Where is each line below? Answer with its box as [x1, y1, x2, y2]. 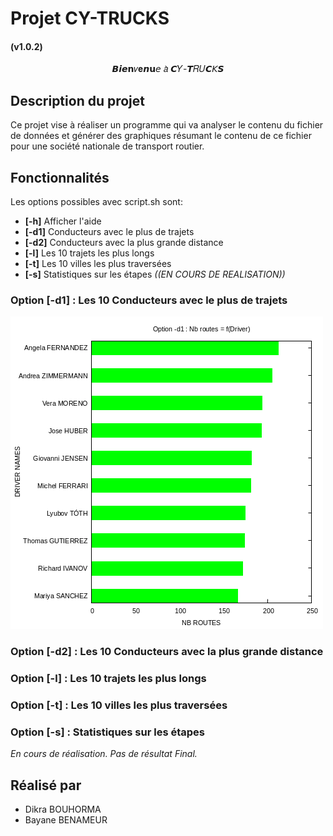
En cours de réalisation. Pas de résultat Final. [10, 748, 198, 760]
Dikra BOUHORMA [24, 803, 102, 816]
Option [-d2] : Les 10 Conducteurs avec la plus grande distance [10, 645, 324, 659]
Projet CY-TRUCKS [10, 7, 170, 30]
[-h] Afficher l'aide [24, 215, 102, 227]
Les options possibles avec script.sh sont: [10, 196, 183, 208]
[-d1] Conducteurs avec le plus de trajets [24, 226, 195, 238]
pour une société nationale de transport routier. [10, 140, 205, 152]
